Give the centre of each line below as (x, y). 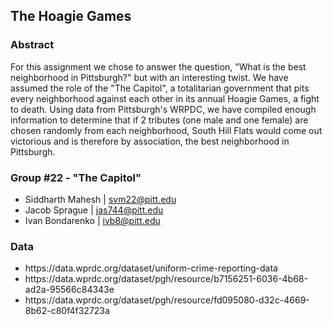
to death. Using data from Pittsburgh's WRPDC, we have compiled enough (163, 109)
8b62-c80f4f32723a (67, 311)
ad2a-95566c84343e (69, 290)
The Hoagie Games (71, 16)
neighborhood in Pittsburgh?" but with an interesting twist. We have (149, 77)
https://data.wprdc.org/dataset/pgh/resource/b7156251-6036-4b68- (166, 279)
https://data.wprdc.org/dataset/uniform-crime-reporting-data (151, 268)
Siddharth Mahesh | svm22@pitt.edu (100, 199)
